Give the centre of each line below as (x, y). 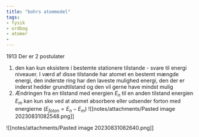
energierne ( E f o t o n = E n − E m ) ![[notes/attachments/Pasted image (95, 109)
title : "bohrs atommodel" (38, 12)
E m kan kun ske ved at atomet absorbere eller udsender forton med (98, 102)
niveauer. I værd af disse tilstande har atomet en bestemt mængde (97, 74)
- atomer (17, 34)
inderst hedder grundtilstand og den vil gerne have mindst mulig (94, 87)
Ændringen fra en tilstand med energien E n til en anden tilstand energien (104, 94)
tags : (13, 17)
